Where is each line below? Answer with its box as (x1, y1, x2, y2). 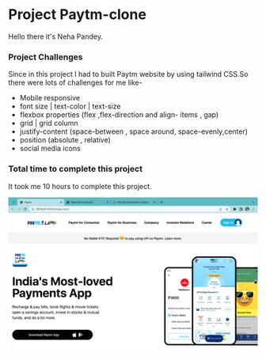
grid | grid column (19, 119, 78, 128)
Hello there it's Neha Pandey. (8, 32, 103, 41)
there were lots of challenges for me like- (8, 78, 142, 88)
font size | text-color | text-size (19, 101, 121, 112)
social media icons (19, 144, 81, 153)
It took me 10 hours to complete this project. (8, 181, 152, 191)
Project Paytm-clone (8, 6, 146, 24)
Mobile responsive (19, 93, 81, 103)
